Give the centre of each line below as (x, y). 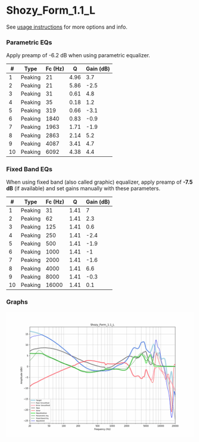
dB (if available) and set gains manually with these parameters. (83, 188)
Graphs (17, 302)
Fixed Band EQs (29, 169)
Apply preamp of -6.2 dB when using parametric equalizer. (78, 55)
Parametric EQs (29, 42)
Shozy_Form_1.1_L (51, 10)
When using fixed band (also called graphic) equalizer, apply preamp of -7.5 (99, 182)
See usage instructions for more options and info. (67, 27)
